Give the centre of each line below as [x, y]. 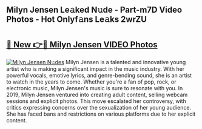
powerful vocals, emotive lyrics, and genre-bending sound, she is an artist [99, 75]
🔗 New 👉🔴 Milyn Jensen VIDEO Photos [82, 45]
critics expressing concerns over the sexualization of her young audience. [99, 107]
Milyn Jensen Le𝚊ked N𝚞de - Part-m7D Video [94, 10]
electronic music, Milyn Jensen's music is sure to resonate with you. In [95, 88]
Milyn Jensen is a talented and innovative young [126, 62]
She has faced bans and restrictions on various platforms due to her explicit [101, 114]
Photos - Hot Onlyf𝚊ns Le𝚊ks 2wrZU [77, 20]
